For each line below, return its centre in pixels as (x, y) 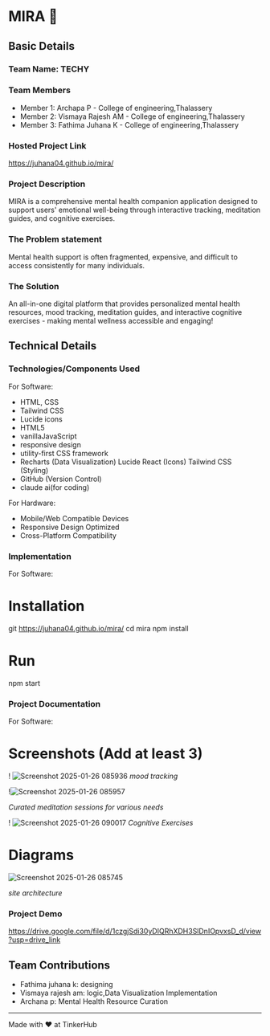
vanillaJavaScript (49, 436)
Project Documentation (55, 704)
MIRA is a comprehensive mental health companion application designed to (133, 202)
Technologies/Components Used (74, 369)
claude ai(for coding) (55, 487)
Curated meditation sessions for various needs (86, 807)
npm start (25, 683)
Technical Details (53, 346)
